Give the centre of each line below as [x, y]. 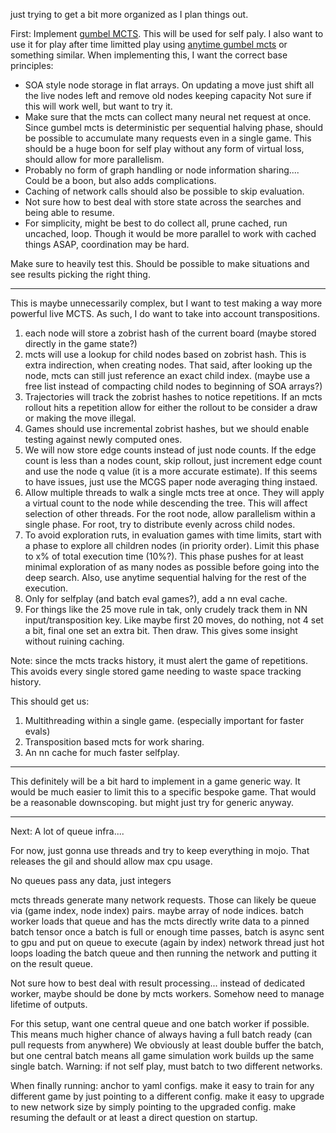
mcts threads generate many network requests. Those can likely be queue [163, 900]
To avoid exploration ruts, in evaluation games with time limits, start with [173, 535]
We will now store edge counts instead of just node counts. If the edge [170, 450]
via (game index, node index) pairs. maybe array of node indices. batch [157, 910]
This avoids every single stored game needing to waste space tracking [156, 671]
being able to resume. [69, 212]
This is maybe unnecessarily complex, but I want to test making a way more [166, 303]
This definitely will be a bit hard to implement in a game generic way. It [155, 781]
